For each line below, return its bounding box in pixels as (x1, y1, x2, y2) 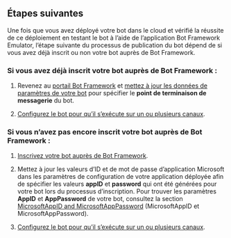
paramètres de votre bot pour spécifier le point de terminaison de (17, 89, 207, 97)
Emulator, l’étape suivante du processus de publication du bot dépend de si (7, 40, 223, 49)
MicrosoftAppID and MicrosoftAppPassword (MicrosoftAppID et (17, 202, 200, 210)
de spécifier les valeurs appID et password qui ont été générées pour (17, 180, 217, 189)
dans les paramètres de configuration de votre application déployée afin (17, 173, 224, 181)
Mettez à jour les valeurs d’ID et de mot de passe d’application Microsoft (17, 165, 225, 173)
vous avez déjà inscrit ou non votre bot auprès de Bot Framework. (7, 48, 196, 56)
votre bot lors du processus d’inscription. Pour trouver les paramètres (17, 187, 217, 196)
